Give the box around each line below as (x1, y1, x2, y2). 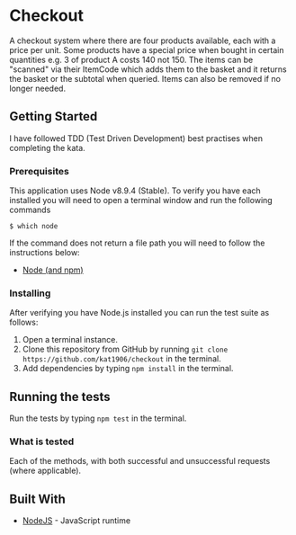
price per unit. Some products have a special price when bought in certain (9, 44, 285, 55)
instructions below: (9, 247, 80, 258)
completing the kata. (9, 142, 85, 153)
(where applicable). (9, 465, 82, 477)
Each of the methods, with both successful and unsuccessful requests (9, 456, 271, 467)
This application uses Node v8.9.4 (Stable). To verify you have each (9, 185, 261, 196)
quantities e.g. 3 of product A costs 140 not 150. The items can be (9, 54, 254, 65)
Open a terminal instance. (22, 334, 119, 345)
